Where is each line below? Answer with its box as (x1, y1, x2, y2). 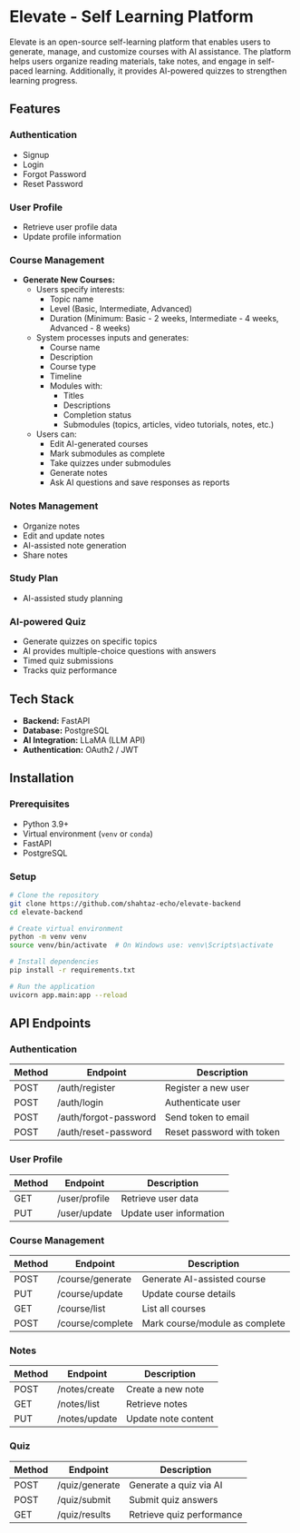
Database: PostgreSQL (22, 725, 110, 736)
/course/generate (57, 1272, 132, 1285)
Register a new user (164, 1082, 250, 1094)
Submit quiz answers (129, 1493, 218, 1506)
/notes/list (57, 1398, 101, 1410)
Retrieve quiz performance (129, 1508, 243, 1520)
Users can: (35, 429, 77, 440)
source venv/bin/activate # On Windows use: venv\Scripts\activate (9, 941, 274, 950)
